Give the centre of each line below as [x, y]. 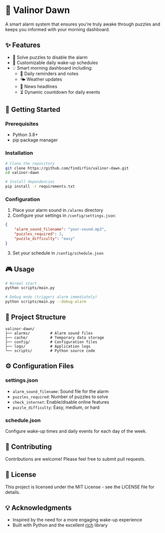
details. [13, 492]
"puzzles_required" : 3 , [39, 234]
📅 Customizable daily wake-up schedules [55, 63]
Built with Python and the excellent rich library [60, 525]
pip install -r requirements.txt [40, 187]
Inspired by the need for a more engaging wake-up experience [77, 520]
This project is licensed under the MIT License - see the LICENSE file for [80, 487]
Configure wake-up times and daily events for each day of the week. [76, 431]
